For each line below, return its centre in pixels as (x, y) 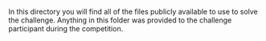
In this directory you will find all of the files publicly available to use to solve (133, 12)
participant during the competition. (66, 29)
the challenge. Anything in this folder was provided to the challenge (120, 20)
